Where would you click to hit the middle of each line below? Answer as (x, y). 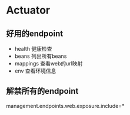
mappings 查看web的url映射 (49, 63)
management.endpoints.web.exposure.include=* (65, 106)
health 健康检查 (33, 49)
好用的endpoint (35, 33)
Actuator (28, 10)
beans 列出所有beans (41, 56)
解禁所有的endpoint (42, 91)
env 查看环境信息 (35, 71)
